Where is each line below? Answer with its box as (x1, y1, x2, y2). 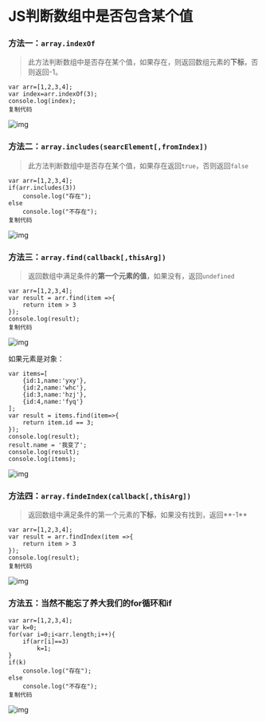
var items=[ (8, 370, 48, 378)
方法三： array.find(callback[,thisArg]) (8, 251, 166, 262)
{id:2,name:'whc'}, (22, 384, 88, 392)
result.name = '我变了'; (8, 441, 88, 449)
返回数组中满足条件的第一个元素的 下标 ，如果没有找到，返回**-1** (27, 510, 248, 519)
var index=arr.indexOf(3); (8, 90, 98, 98)
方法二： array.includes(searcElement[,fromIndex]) (8, 141, 209, 152)
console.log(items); (8, 456, 77, 464)
